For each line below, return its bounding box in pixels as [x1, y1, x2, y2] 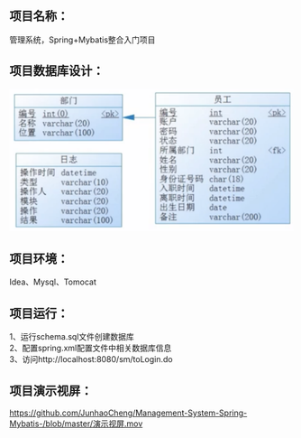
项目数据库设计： [9, 63, 105, 79]
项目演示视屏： [9, 383, 93, 398]
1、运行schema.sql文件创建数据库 [9, 331, 135, 342]
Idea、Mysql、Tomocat [9, 276, 96, 287]
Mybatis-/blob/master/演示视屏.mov [9, 418, 143, 429]
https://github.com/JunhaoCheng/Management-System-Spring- [9, 407, 248, 418]
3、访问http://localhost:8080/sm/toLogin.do [9, 354, 173, 365]
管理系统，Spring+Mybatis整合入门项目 [9, 34, 156, 45]
